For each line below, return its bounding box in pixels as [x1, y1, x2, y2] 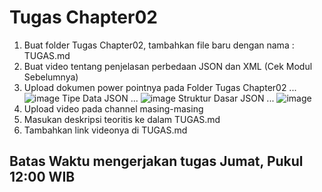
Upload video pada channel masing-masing [23, 102, 204, 115]
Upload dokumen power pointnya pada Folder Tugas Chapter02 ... [23, 81, 297, 93]
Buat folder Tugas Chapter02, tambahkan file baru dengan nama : [23, 39, 295, 51]
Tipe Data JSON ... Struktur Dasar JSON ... [62, 92, 275, 104]
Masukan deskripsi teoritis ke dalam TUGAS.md [23, 113, 221, 125]
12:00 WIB [9, 169, 76, 186]
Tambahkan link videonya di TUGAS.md [23, 124, 188, 136]
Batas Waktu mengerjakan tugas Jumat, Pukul [9, 153, 304, 170]
